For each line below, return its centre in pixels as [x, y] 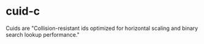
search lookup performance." [43, 34]
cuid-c [23, 11]
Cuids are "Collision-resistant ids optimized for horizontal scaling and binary [102, 28]
